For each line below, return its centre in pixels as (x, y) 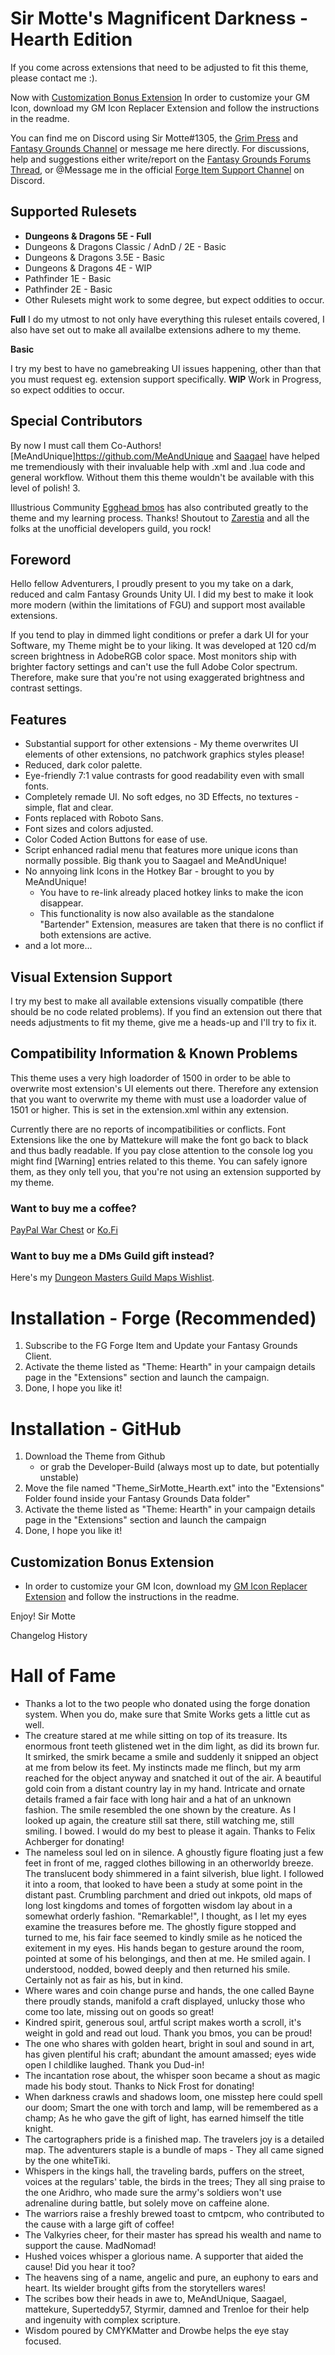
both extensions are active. (95, 935)
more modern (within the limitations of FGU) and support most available (158, 605)
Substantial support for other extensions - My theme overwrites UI (161, 744)
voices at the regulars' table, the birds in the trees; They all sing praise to (175, 2182)
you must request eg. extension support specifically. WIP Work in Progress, (166, 379)
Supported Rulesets (73, 212)
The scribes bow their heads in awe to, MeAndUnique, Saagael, (155, 2299)
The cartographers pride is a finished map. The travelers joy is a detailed (174, 2139)
